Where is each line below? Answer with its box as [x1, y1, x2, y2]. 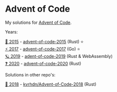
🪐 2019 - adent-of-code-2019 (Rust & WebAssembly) [5, 53, 113, 59]
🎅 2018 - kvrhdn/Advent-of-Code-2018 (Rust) [5, 81, 97, 87]
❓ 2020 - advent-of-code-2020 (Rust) [5, 60, 81, 66]
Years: [5, 29, 18, 35]
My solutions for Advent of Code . [5, 19, 72, 25]
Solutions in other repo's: [5, 72, 56, 77]
